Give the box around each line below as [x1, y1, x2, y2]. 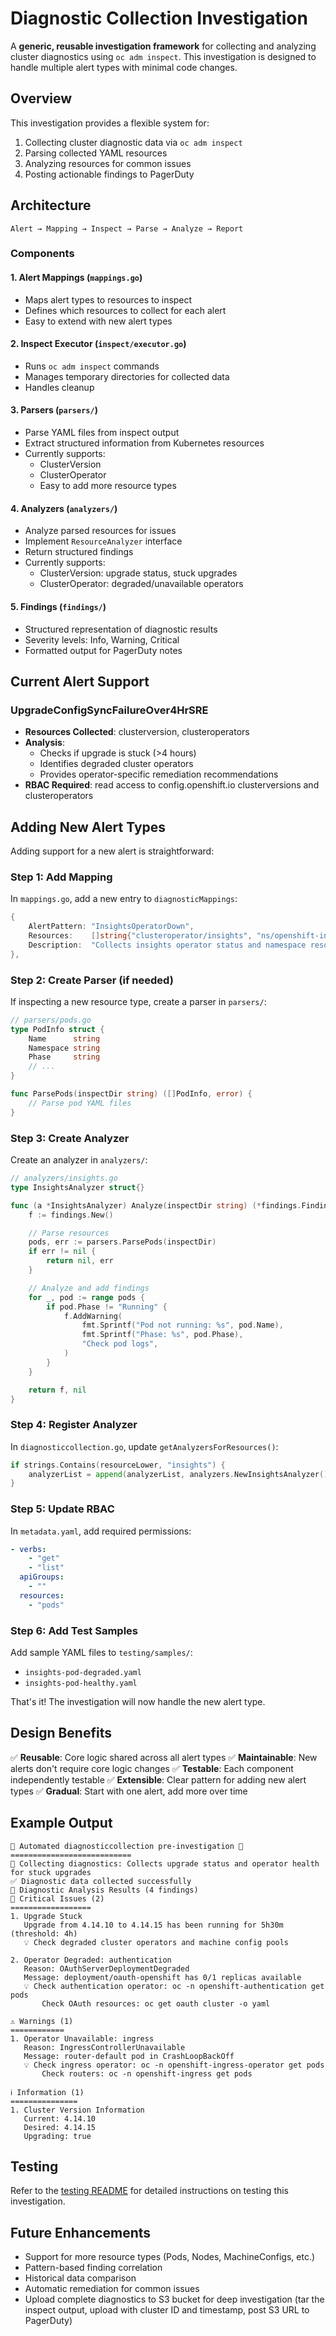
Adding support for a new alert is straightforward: [10, 845, 215, 857]
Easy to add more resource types [39, 480, 177, 492]
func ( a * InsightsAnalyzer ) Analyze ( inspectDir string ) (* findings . [10, 1200, 302, 1211]
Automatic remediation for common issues [24, 2283, 200, 2295]
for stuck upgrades [10, 1867, 92, 1877]
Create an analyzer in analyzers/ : [10, 1154, 148, 1166]
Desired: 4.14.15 [23, 2122, 97, 2132]
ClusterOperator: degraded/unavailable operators [39, 578, 244, 590]
